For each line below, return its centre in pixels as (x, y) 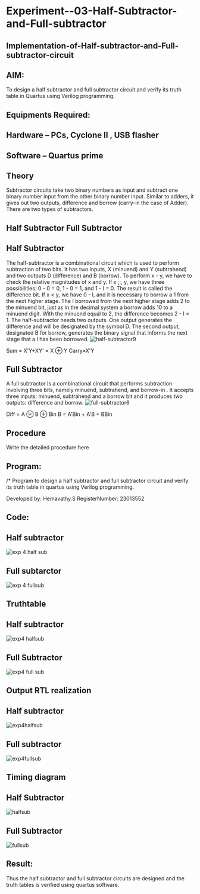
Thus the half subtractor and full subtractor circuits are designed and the (95, 878)
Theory (20, 175)
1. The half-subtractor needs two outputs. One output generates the (89, 320)
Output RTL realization (49, 691)
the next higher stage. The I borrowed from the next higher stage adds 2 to (98, 301)
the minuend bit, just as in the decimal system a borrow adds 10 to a (90, 307)
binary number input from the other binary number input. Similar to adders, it (100, 197)
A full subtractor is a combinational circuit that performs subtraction (89, 384)
